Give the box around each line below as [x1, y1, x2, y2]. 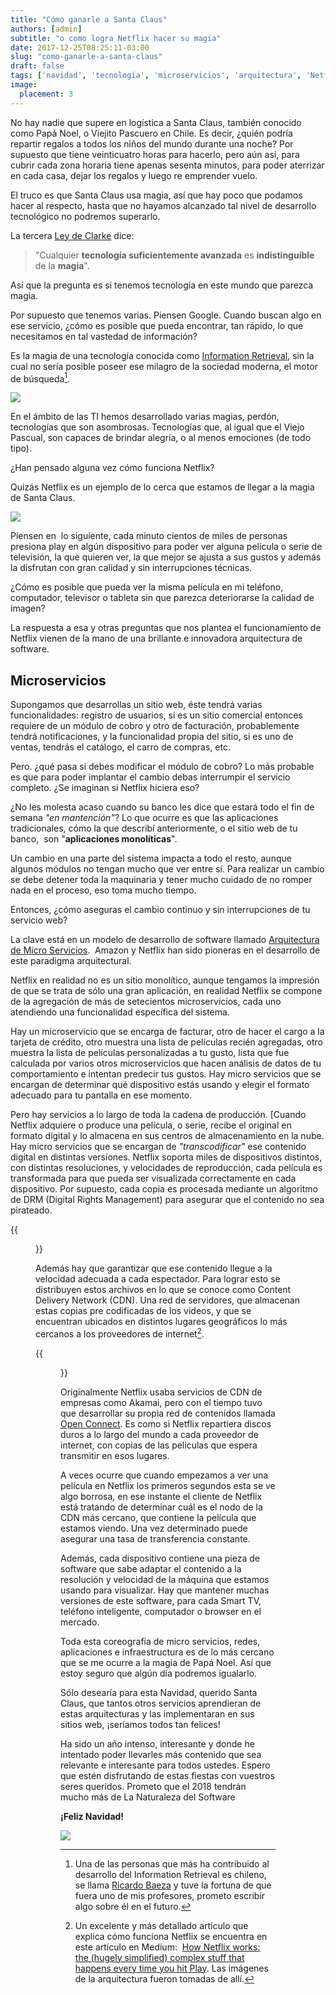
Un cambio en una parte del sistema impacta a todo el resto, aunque [10, 852, 292, 865]
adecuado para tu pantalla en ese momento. [10, 1089, 193, 1101]
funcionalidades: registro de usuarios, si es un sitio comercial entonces [10, 709, 303, 721]
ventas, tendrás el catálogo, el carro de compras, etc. [10, 741, 231, 753]
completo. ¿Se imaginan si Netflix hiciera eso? [10, 782, 200, 794]
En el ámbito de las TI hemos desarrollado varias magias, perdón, [10, 411, 280, 423]
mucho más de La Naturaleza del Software [60, 1791, 236, 1803]
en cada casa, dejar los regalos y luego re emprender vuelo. [10, 169, 258, 181]
